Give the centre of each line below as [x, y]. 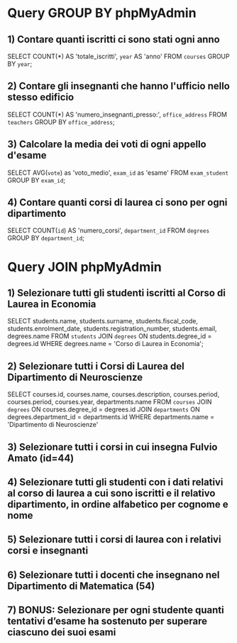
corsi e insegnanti [48, 551]
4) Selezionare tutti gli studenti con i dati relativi [115, 482]
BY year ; [20, 64]
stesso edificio [41, 97]
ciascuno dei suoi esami [62, 633]
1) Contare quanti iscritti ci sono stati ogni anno [114, 39]
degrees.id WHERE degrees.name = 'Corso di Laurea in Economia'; [105, 344]
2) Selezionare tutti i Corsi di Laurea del [96, 366]
